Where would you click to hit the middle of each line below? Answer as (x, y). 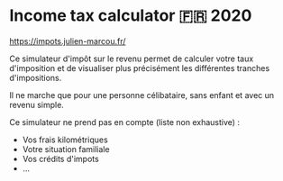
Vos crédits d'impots (60, 158)
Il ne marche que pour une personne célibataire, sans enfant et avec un (142, 95)
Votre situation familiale (66, 149)
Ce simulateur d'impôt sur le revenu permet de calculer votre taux (132, 59)
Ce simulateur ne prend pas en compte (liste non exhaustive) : (125, 122)
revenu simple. (37, 104)
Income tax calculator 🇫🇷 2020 (131, 16)
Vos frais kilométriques (65, 140)
